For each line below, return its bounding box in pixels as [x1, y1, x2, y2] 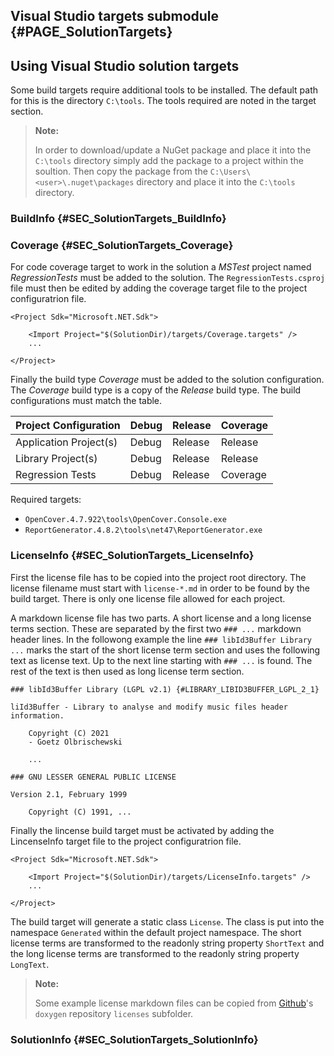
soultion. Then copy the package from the [34, 165, 208, 178]
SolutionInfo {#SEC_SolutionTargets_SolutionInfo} [10, 1032, 259, 1046]
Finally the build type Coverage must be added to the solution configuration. [10, 374, 325, 386]
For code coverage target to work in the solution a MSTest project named [10, 261, 312, 273]
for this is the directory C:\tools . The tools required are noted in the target [10, 95, 317, 107]
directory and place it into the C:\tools [136, 176, 296, 188]
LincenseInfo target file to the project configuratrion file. [10, 835, 242, 847]
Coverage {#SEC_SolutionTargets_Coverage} [10, 239, 234, 253]
